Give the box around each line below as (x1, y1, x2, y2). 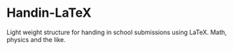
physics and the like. (6, 35, 66, 43)
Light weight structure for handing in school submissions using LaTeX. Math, (6, 28, 227, 36)
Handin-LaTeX (6, 5, 92, 21)
